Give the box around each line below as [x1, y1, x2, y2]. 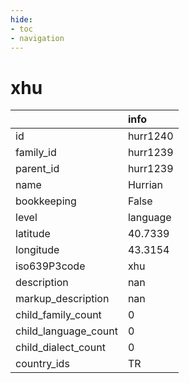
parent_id [15, 162, 60, 176]
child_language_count [15, 324, 118, 338]
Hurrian [127, 178, 163, 192]
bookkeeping [15, 194, 77, 208]
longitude [15, 243, 60, 257]
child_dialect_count [15, 341, 106, 355]
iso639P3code [15, 259, 86, 273]
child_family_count [15, 308, 102, 322]
